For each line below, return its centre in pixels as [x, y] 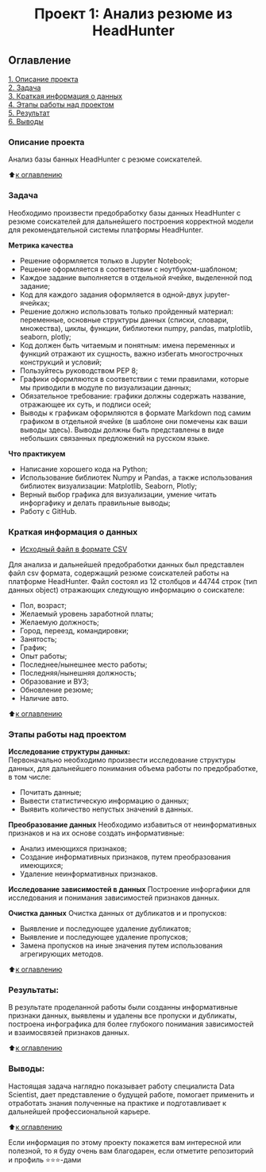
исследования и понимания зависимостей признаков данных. [114, 898]
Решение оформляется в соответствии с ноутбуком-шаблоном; [129, 269]
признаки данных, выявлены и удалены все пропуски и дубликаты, [123, 1016]
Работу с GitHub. [48, 511]
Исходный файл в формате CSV [73, 549]
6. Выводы [26, 121]
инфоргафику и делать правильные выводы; [95, 503]
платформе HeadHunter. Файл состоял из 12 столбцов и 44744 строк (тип [133, 581]
